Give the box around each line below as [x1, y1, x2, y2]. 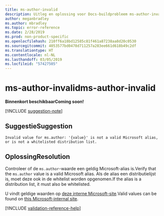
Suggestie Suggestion [5, 122, 73, 131]
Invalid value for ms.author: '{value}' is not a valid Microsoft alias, [5, 135, 159, 140]
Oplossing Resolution [5, 153, 70, 161]
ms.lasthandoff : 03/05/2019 [5, 57, 62, 62]
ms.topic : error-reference [5, 25, 60, 30]
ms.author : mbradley [5, 20, 47, 26]
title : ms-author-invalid [5, 7, 58, 12]
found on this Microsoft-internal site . [5, 196, 79, 201]
